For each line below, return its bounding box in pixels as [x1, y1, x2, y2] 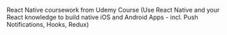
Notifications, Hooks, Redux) [6, 21, 89, 28]
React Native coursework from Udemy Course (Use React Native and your [6, 6, 220, 14]
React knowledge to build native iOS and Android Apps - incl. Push [6, 13, 198, 21]
